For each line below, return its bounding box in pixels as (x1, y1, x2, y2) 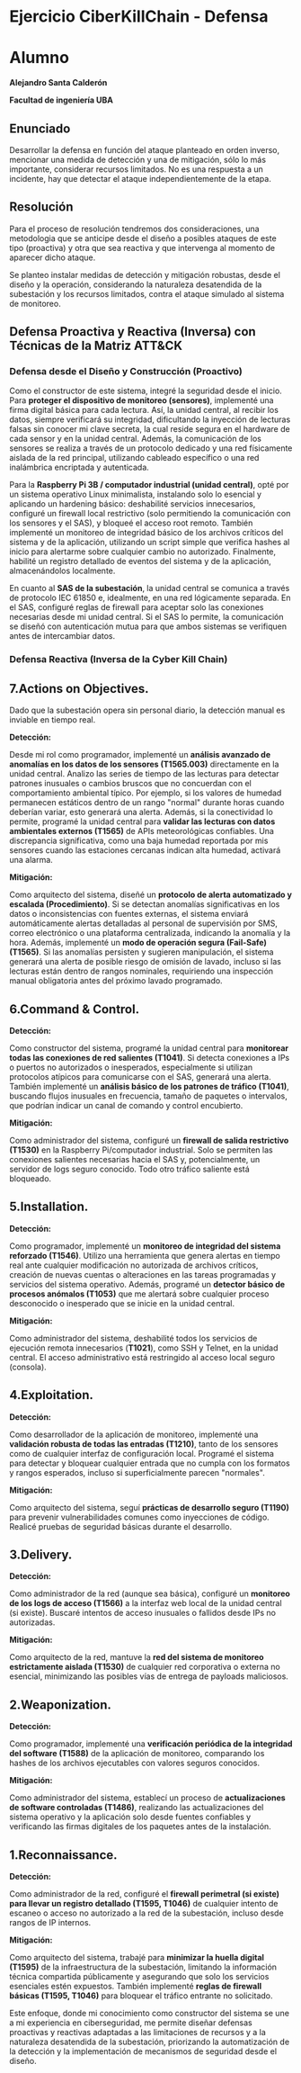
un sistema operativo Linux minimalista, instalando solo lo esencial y (9, 489, 262, 500)
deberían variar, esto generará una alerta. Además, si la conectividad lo (9, 807, 274, 818)
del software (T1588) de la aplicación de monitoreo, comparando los (9, 1748, 265, 1759)
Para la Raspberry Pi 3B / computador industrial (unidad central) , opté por (9, 480, 289, 490)
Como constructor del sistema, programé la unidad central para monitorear (9, 1042, 289, 1054)
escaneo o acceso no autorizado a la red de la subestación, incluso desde (9, 1907, 285, 1918)
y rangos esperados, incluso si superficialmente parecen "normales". (9, 1467, 265, 1477)
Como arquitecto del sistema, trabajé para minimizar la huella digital (9, 1952, 265, 1963)
